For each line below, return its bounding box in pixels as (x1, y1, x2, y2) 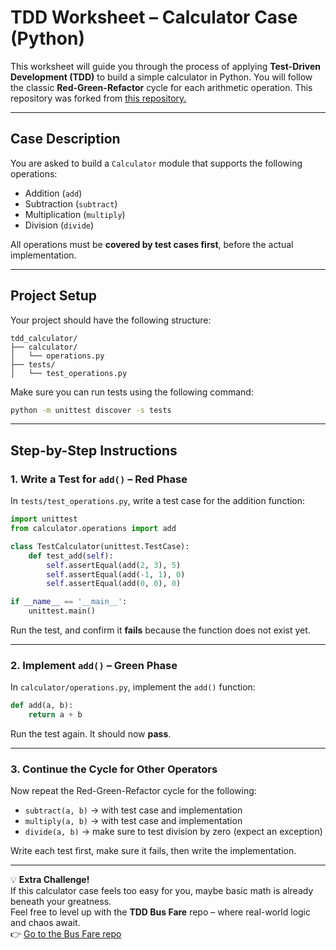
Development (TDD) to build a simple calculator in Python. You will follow (10, 71, 313, 83)
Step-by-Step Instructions (10, 442, 178, 459)
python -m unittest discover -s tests (10, 405, 172, 415)
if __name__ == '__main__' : (10, 597, 128, 607)
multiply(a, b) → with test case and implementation (24, 815, 243, 827)
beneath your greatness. (10, 896, 112, 908)
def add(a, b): (10, 701, 74, 711)
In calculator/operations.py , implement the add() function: (10, 681, 256, 693)
